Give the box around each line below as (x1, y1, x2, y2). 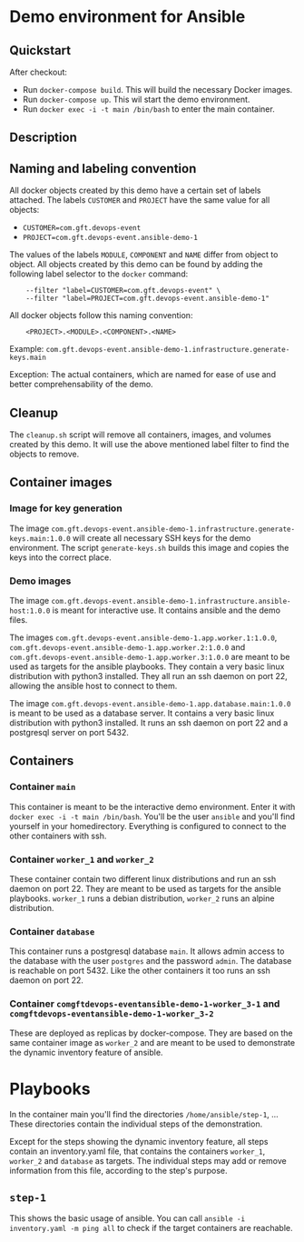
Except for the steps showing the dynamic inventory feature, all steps (9, 1136, 269, 1147)
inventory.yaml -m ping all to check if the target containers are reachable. (9, 1223, 293, 1234)
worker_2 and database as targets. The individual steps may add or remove (9, 1155, 288, 1166)
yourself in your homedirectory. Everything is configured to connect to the (9, 820, 287, 831)
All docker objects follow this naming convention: (9, 310, 193, 321)
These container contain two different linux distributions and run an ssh (9, 873, 277, 884)
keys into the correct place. (9, 552, 112, 563)
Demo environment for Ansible (9, 6, 246, 27)
